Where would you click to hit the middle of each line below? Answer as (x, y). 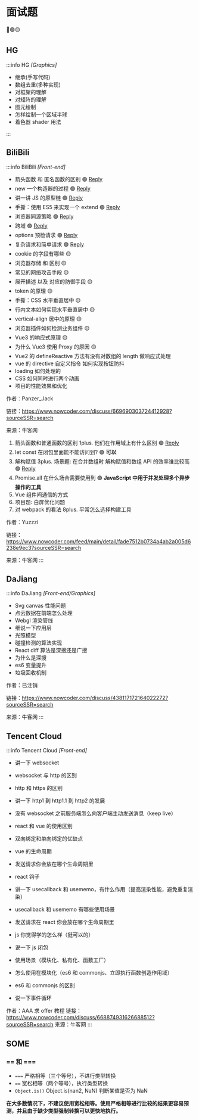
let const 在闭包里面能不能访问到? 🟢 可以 (66, 452)
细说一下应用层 (33, 628)
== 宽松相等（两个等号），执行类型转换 (61, 1083)
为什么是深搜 (30, 658)
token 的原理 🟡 (34, 291)
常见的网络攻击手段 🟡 (42, 272)
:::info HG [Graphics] (32, 65)
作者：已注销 (22, 685)
